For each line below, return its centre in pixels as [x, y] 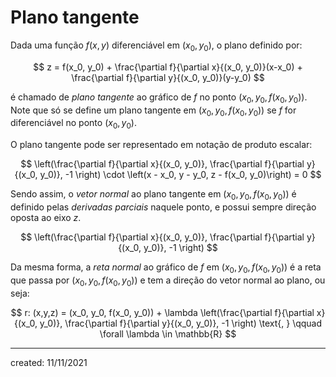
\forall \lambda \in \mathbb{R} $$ [168, 333]
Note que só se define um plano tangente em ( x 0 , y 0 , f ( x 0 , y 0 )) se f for [153, 111]
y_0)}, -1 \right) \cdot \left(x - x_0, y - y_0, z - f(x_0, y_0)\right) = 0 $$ [180, 175]
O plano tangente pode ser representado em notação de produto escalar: [161, 145]
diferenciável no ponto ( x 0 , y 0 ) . [73, 124]
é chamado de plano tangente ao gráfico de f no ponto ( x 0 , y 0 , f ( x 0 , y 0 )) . [159, 98]
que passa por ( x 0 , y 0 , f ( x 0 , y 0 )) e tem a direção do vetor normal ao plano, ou [168, 281]
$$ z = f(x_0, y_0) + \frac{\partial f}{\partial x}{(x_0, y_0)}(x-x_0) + [168, 67]
